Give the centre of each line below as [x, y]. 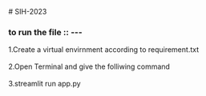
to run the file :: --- [45, 32]
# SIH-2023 [28, 12]
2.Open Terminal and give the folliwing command [89, 66]
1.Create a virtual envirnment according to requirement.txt [103, 50]
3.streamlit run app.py [45, 84]
